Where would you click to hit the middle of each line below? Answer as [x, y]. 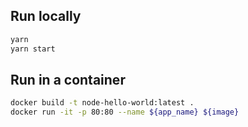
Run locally [46, 16]
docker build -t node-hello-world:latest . [102, 103]
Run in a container [68, 79]
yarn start [33, 49]
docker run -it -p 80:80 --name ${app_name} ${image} [125, 112]
